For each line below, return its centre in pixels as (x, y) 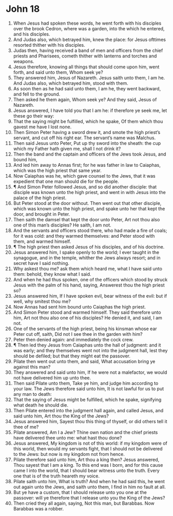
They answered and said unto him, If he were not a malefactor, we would (90, 372)
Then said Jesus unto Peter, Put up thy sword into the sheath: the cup (87, 143)
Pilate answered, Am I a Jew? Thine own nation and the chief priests (85, 432)
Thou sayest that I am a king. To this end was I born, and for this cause (88, 465)
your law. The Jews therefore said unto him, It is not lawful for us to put (88, 389)
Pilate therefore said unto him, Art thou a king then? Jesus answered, (86, 460)
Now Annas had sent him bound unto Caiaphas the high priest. (79, 307)
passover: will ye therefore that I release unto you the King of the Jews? (89, 498)
